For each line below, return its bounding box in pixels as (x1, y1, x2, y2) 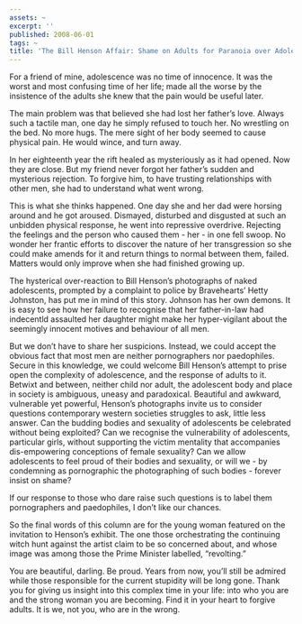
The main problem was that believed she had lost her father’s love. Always (9, 108, 285, 119)
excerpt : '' (9, 22, 54, 31)
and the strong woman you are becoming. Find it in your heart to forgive (9, 594, 276, 605)
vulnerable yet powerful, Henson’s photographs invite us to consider (9, 399, 262, 409)
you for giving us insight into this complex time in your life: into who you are (9, 585, 289, 596)
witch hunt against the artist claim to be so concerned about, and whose (9, 538, 278, 550)
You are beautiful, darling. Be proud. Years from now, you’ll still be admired (9, 565, 286, 577)
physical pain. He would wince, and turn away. (9, 137, 182, 148)
